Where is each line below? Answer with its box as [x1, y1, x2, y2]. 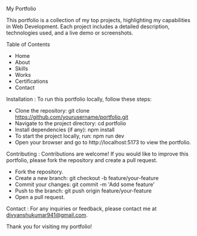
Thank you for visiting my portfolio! [6, 223, 93, 230]
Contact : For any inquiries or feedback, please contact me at [6, 205, 157, 212]
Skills [14, 65, 29, 72]
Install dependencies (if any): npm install [14, 126, 115, 133]
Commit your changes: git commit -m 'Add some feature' [14, 181, 155, 188]
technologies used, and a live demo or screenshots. [6, 29, 133, 36]
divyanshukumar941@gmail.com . [6, 212, 88, 218]
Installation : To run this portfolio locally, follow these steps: [6, 95, 152, 103]
